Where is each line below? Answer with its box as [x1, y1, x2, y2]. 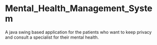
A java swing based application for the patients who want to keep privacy [5, 29, 152, 35]
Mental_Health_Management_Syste [5, 3, 153, 14]
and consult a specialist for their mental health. [5, 34, 99, 40]
